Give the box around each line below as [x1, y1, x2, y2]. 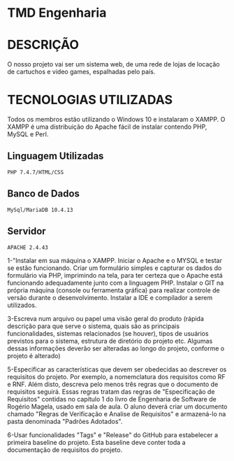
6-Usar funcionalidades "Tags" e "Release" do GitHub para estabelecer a [7, 430, 219, 439]
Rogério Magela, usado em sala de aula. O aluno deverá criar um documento [7, 402, 228, 411]
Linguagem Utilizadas [7, 150, 104, 162]
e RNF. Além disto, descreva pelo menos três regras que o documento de [7, 380, 219, 388]
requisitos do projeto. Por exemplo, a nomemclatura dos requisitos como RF [7, 372, 226, 381]
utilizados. [7, 301, 37, 309]
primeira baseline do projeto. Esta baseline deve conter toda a [7, 438, 187, 446]
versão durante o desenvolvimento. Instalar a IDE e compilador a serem [7, 293, 213, 302]
